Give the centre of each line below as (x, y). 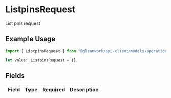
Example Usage (31, 39)
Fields (15, 76)
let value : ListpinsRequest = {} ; (42, 60)
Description (84, 90)
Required (54, 90)
